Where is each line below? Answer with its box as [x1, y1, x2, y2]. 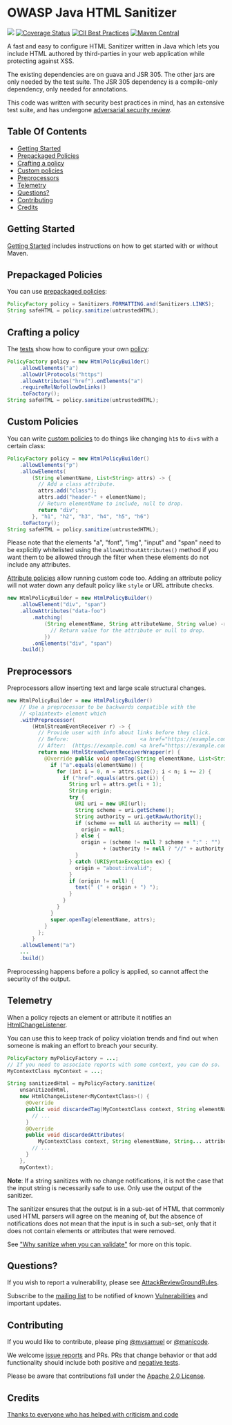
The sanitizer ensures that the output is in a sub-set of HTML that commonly [7, 1204, 225, 1213]
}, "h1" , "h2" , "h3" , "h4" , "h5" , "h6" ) [32, 513, 150, 520]
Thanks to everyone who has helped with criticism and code [7, 1410, 179, 1419]
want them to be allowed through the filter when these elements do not [7, 553, 209, 562]
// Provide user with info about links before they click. [37, 729, 212, 736]
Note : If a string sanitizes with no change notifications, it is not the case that [7, 1176, 224, 1185]
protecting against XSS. [7, 57, 75, 65]
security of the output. [7, 975, 71, 983]
